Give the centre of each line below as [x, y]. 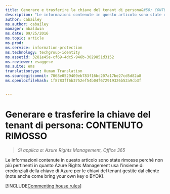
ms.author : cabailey [27, 24]
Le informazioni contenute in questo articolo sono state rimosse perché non [84, 160]
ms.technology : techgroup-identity [43, 52]
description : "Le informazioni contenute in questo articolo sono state [83, 15]
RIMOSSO [26, 136]
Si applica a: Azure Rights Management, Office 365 [71, 150]
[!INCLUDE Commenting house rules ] [44, 186]
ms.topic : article [25, 38]
